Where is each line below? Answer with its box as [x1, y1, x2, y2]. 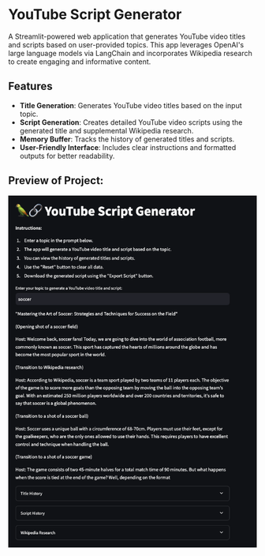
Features [8, 80, 53, 93]
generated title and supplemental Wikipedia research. [19, 126, 194, 135]
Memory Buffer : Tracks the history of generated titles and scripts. [19, 134, 235, 144]
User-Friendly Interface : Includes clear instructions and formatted [19, 142, 237, 152]
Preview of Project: [8, 174, 104, 187]
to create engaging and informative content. [8, 57, 151, 66]
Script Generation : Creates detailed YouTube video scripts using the [19, 117, 243, 127]
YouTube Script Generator [8, 6, 182, 24]
